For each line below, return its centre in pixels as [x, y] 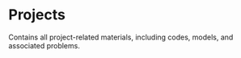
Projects [37, 15]
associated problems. [44, 45]
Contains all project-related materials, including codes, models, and [121, 37]
